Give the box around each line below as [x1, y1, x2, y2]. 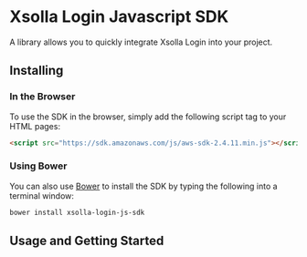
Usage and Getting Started [9, 233, 164, 249]
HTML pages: [9, 120, 61, 131]
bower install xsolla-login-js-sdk [9, 208, 145, 217]
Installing [9, 63, 64, 78]
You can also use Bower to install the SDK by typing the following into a [9, 180, 278, 191]
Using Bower [9, 159, 68, 172]
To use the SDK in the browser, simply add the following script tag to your [9, 111, 287, 122]
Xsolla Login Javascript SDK [9, 6, 229, 27]
